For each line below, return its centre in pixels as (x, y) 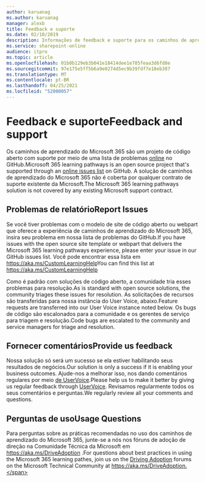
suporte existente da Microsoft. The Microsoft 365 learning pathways (92, 184)
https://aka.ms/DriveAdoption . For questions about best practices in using (99, 453)
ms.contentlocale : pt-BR (38, 80)
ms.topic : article (30, 57)
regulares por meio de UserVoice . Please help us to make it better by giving (100, 380)
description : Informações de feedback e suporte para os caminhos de (97, 40)
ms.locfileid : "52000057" (39, 92)
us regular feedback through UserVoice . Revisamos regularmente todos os (100, 387)
